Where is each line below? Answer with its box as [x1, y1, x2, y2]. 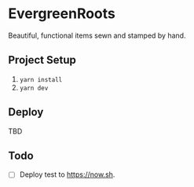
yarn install [19, 75, 63, 83]
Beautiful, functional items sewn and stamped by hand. [8, 31, 186, 40]
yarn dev [19, 84, 49, 92]
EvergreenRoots [8, 5, 116, 23]
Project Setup [8, 53, 77, 67]
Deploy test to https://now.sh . [19, 170, 115, 179]
